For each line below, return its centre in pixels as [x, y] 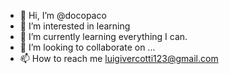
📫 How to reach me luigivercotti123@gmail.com [119, 58]
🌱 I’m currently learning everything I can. [103, 36]
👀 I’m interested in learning [75, 26]
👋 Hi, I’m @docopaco [63, 15]
